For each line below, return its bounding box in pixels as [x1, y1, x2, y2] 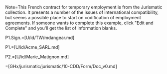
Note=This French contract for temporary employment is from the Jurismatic [5, 4, 163, 10]
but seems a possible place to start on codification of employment [5, 15, 141, 20]
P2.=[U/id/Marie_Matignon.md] [5, 54, 69, 60]
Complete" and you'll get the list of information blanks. [5, 25, 117, 31]
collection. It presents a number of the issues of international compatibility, [5, 9, 159, 15]
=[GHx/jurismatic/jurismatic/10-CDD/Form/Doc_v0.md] [5, 64, 117, 69]
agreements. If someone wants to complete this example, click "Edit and [5, 20, 154, 26]
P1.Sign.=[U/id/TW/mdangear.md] [5, 35, 75, 40]
